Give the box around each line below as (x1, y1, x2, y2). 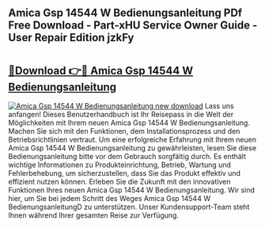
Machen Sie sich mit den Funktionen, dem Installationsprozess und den (8, 127, 240, 135)
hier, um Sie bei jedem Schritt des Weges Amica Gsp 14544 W (8, 194, 211, 203)
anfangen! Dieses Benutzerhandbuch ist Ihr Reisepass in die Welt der (8, 110, 234, 119)
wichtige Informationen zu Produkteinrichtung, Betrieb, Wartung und (8, 160, 232, 169)
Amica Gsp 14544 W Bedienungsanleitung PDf (8, 6, 243, 20)
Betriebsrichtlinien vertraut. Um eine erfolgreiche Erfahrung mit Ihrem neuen (8, 135, 257, 144)
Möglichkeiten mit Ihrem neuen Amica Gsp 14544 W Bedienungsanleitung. (8, 118, 251, 127)
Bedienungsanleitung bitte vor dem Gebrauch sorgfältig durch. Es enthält (8, 152, 247, 161)
